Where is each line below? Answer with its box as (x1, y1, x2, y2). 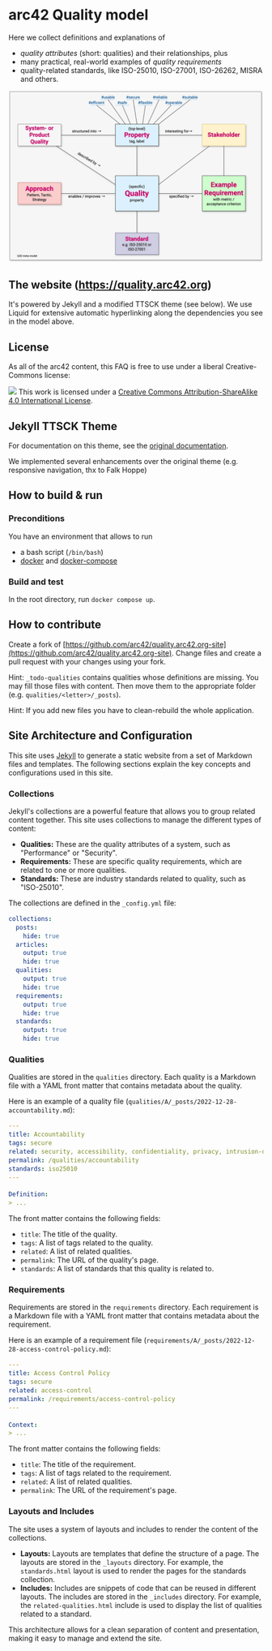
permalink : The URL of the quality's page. (19, 1255, 159, 1265)
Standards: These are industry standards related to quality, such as (19, 874, 246, 884)
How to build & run (8, 488, 104, 502)
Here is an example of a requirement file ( (8, 1335, 147, 1345)
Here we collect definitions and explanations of (8, 32, 166, 42)
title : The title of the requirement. (19, 1460, 136, 1469)
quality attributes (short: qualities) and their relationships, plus (19, 48, 228, 58)
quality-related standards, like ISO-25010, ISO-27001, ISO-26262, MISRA (19, 65, 263, 75)
